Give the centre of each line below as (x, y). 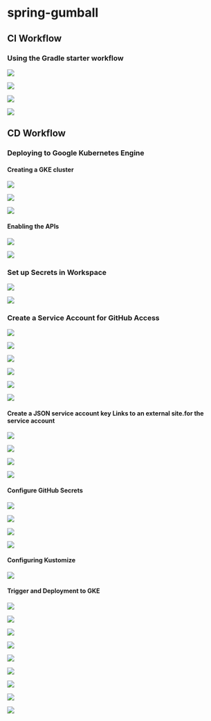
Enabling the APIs (33, 226)
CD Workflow (36, 133)
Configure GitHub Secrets (45, 490)
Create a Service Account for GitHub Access (84, 318)
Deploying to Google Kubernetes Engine (76, 153)
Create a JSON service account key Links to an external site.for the (105, 413)
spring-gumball (53, 13)
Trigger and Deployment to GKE (54, 591)
